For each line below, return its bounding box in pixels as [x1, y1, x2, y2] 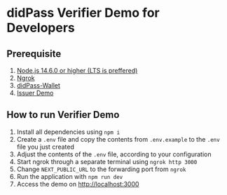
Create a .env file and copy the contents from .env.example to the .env [16, 135, 220, 143]
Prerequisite [6, 48, 62, 60]
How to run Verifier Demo [6, 109, 120, 121]
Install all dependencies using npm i [16, 128, 121, 136]
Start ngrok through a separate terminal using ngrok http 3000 [16, 157, 198, 166]
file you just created [16, 142, 75, 151]
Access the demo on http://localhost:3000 [16, 180, 139, 188]
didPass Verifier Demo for [6, 5, 160, 21]
